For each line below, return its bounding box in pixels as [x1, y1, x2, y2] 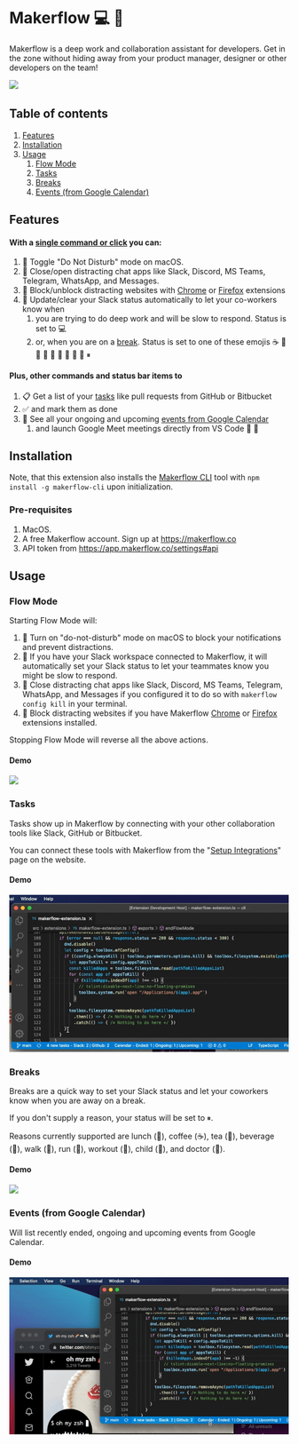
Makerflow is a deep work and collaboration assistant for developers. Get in [9, 43, 286, 54]
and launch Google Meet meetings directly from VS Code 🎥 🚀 [35, 423, 259, 433]
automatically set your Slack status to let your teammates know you [21, 661, 270, 671]
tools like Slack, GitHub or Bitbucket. [9, 828, 143, 838]
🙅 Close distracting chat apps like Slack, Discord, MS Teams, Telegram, [21, 679, 284, 690]
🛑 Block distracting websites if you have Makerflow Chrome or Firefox [21, 708, 278, 718]
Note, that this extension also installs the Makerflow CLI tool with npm [9, 472, 260, 483]
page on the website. [9, 854, 87, 865]
